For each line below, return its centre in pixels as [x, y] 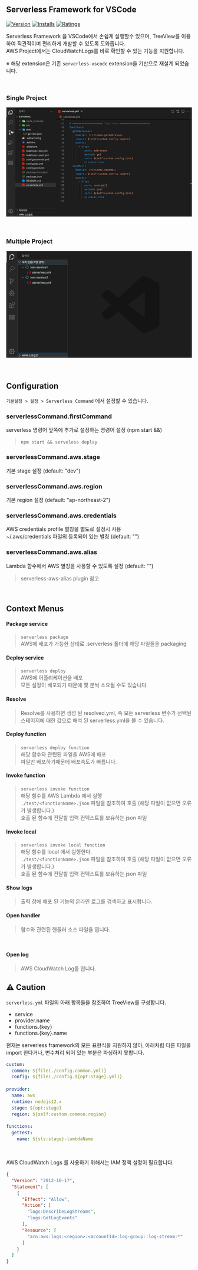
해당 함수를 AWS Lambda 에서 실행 [61, 795]
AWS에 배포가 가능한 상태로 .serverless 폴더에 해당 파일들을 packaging [103, 644]
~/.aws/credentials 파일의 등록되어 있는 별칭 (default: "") [73, 537]
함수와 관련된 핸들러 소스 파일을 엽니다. [65, 929]
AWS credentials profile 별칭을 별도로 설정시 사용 [64, 529]
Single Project [27, 98]
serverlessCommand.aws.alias [52, 552]
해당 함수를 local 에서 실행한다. [56, 852]
